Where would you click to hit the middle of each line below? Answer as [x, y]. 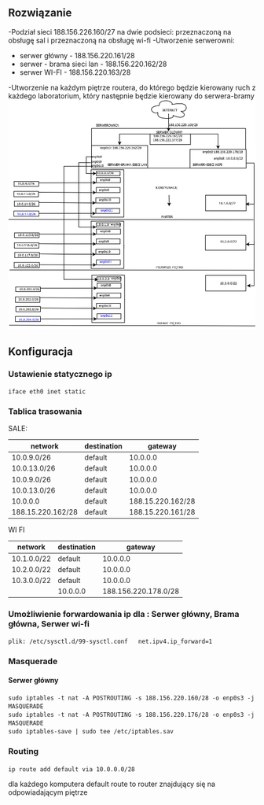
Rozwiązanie [40, 13]
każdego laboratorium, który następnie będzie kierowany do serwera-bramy [132, 96]
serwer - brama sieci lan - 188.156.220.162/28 [93, 64]
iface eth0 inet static [47, 392]
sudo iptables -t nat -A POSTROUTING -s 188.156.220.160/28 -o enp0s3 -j [132, 698]
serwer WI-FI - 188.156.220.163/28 [75, 72]
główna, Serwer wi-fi [49, 623]
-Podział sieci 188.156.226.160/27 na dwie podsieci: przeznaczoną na [120, 31]
